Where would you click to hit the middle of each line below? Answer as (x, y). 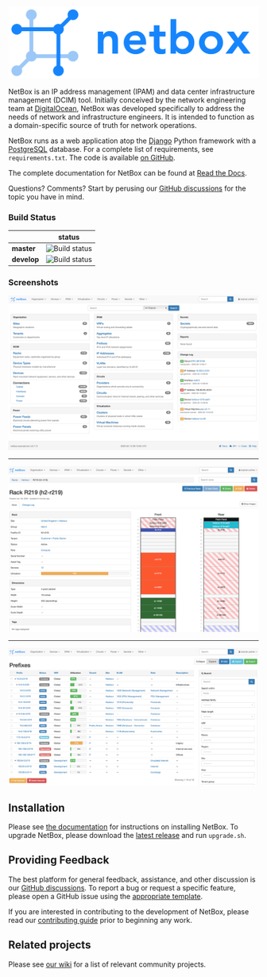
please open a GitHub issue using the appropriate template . (106, 896)
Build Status (32, 218)
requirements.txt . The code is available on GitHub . (92, 158)
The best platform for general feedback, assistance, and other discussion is (132, 879)
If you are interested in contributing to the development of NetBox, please (129, 911)
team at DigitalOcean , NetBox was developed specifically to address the (126, 109)
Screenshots (33, 282)
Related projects (50, 945)
